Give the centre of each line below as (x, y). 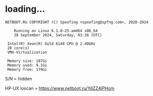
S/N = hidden (18, 79)
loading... (25, 9)
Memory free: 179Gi (27, 69)
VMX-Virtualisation (27, 52)
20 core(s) (18, 48)
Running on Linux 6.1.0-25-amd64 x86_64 (56, 31)
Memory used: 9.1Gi (27, 65)
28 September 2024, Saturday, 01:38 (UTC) (58, 35)
